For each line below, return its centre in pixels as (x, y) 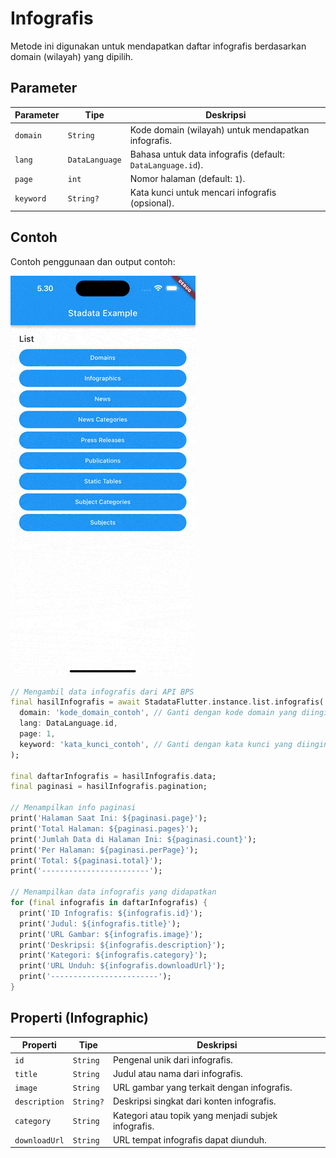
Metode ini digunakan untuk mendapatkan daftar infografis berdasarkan (158, 46)
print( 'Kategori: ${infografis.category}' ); (113, 955)
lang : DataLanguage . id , (68, 723)
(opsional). (152, 203)
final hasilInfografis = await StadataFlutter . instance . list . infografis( (167, 702)
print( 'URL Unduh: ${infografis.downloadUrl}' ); (122, 966)
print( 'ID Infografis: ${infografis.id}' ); (111, 913)
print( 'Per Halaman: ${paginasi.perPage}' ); (104, 850)
